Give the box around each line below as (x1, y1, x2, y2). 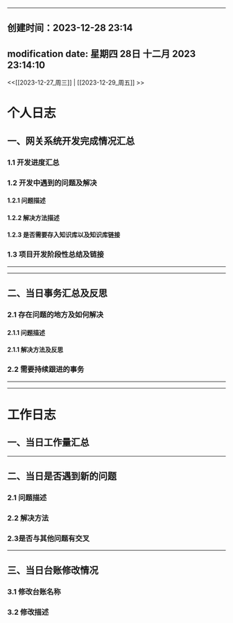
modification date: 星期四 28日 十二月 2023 (7, 48, 196, 60)
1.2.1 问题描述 (7, 196, 46, 205)
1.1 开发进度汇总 (7, 157, 60, 167)
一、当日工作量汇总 (7, 436, 89, 448)
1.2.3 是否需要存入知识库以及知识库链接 (7, 230, 121, 239)
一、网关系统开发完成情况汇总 (7, 135, 135, 146)
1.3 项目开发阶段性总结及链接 (7, 250, 104, 259)
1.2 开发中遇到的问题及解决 (7, 178, 97, 187)
